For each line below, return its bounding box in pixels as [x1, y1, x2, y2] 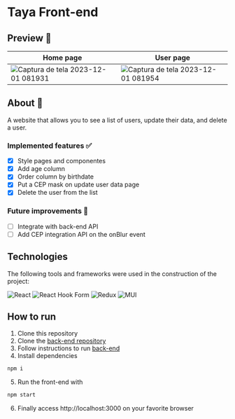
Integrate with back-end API [17, 222, 99, 231]
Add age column [17, 165, 65, 173]
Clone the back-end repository [17, 337, 106, 345]
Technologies [7, 251, 69, 263]
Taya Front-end [7, 4, 99, 20]
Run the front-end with [17, 378, 83, 386]
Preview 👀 [7, 32, 52, 44]
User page [155, 53, 191, 62]
